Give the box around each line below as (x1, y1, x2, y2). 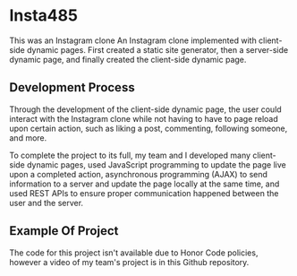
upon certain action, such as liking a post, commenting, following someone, (9, 123, 288, 134)
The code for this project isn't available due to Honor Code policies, (9, 247, 259, 258)
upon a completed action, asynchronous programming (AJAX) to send (9, 168, 268, 179)
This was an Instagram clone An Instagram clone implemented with (9, 35, 257, 46)
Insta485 (9, 5, 79, 26)
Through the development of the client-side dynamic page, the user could (9, 104, 282, 115)
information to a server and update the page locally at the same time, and (9, 178, 280, 189)
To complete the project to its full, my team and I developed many (9, 150, 251, 160)
